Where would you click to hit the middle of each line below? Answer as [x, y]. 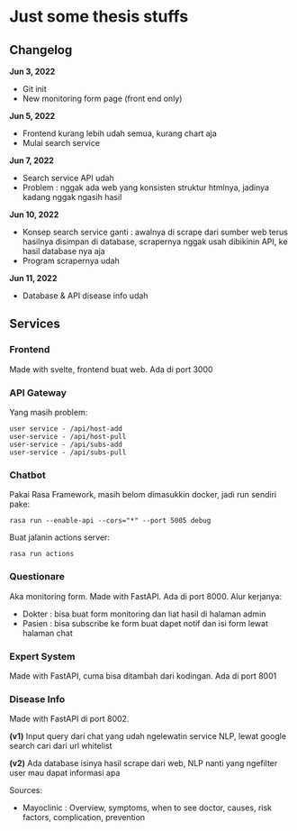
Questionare [37, 577]
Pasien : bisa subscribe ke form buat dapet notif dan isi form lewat [145, 623]
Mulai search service [61, 143]
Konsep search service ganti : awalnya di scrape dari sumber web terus [155, 232]
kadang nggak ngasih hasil [72, 197]
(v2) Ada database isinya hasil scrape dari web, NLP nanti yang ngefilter [144, 763]
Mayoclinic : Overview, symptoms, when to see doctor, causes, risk [147, 808]
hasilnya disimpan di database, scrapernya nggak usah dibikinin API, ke [155, 242]
